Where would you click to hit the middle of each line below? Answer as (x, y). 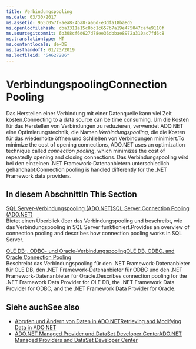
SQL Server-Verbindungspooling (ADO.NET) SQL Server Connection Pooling (98, 208)
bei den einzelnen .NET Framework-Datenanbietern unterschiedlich (88, 163)
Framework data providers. (39, 176)
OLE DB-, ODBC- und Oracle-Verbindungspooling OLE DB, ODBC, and (90, 251)
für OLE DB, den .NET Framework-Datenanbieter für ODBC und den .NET (94, 270)
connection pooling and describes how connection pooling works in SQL (94, 234)
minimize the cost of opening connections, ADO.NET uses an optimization (96, 144)
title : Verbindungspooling (39, 11)
